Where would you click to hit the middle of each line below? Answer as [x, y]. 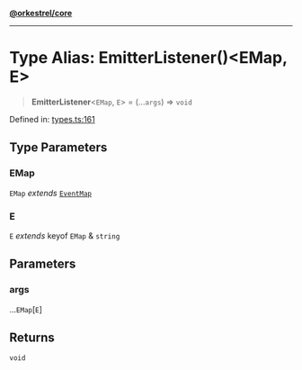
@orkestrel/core [41, 13]
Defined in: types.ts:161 [53, 119]
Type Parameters [58, 148]
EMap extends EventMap [51, 193]
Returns [32, 338]
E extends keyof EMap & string [65, 235]
